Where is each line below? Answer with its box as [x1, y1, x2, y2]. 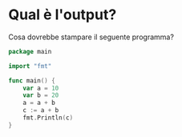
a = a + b [22, 99, 56, 107]
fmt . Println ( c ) [22, 114, 74, 122]
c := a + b [22, 107, 59, 115]
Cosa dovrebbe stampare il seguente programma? [8, 32, 175, 42]
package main [8, 47, 52, 55]
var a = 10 [22, 84, 59, 92]
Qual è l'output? [8, 6, 117, 24]
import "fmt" [8, 62, 52, 70]
